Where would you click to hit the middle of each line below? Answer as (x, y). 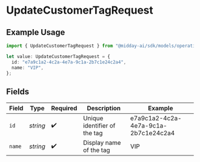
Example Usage (36, 32)
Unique (93, 118)
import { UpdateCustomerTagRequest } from (60, 46)
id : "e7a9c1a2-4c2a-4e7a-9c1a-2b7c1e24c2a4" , (69, 62)
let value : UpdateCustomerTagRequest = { (58, 56)
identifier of (99, 126)
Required (64, 109)
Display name (102, 143)
